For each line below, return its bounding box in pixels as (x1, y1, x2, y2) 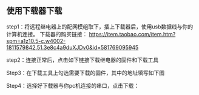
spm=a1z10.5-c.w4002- (6, 37, 66, 44)
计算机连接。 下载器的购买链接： (6, 30, 88, 38)
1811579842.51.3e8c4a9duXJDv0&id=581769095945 (6, 44, 139, 51)
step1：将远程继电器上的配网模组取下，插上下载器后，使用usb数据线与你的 (6, 23, 194, 30)
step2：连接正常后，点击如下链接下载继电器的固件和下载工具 (6, 56, 159, 64)
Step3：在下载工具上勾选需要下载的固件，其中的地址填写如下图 (6, 69, 165, 76)
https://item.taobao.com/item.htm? (89, 30, 176, 38)
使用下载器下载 (6, 5, 62, 16)
